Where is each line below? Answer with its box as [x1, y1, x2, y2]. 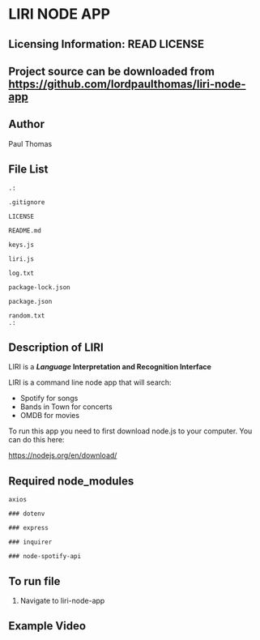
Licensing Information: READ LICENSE [8, 37, 205, 51]
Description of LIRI [8, 340, 104, 354]
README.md [8, 226, 42, 235]
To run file [8, 574, 61, 588]
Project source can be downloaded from [8, 64, 215, 78]
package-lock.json [8, 283, 70, 292]
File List [8, 163, 49, 177]
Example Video [8, 619, 87, 633]
